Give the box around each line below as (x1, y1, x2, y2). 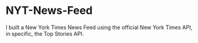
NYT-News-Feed (5, 4, 93, 18)
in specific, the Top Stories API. (5, 30, 84, 37)
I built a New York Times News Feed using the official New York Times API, (5, 24, 193, 31)
